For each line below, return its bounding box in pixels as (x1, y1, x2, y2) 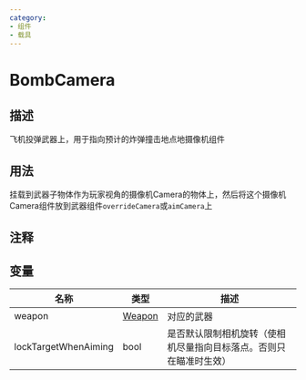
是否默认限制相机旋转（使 (167, 327, 278, 340)
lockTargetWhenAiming (14, 341, 114, 354)
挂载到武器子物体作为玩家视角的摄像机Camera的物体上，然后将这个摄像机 (9, 189, 287, 200)
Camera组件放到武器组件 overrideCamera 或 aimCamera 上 (9, 200, 213, 211)
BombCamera (9, 69, 116, 90)
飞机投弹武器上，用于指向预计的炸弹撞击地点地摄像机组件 (9, 134, 225, 145)
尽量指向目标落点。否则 (176, 341, 278, 354)
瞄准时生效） (176, 354, 232, 367)
